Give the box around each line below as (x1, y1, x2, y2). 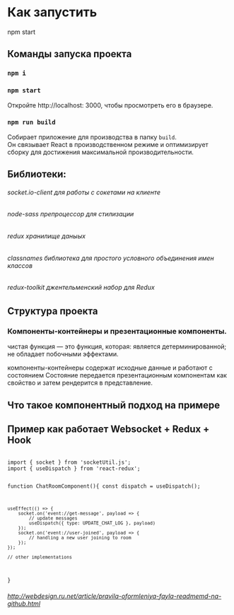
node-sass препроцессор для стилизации (7, 210, 134, 218)
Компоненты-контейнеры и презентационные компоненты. (7, 326, 228, 336)
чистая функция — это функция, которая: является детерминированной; (7, 342, 227, 351)
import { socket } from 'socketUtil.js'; (7, 459, 131, 467)
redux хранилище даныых (7, 232, 86, 240)
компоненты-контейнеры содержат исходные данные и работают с (7, 363, 213, 372)
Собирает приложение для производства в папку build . (7, 132, 177, 141)
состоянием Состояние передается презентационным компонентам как (7, 371, 228, 380)
